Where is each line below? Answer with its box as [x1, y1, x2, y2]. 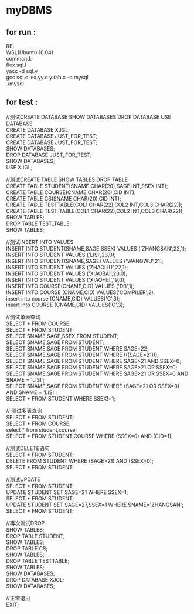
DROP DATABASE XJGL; [6, 576, 64, 583]
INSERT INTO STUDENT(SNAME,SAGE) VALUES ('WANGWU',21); [6, 257, 164, 265]
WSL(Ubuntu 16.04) [6, 49, 54, 56]
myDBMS [6, 4, 53, 17]
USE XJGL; [6, 163, 33, 171]
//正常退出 [6, 595, 31, 602]
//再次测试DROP [6, 519, 45, 526]
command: [6, 55, 32, 62]
